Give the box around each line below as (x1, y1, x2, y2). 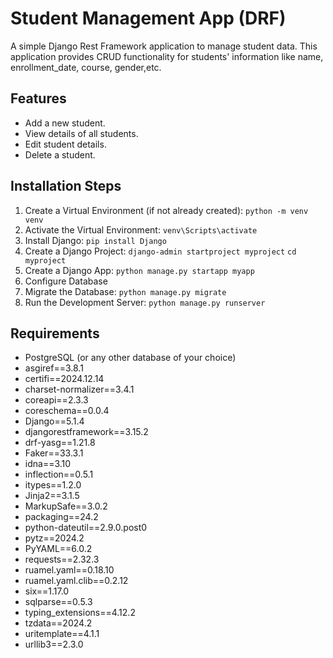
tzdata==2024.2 (24, 617, 93, 629)
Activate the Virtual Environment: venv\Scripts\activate (24, 223, 258, 236)
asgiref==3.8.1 (24, 362, 84, 374)
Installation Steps (10, 178, 122, 195)
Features (10, 90, 67, 107)
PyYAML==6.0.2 (24, 543, 93, 555)
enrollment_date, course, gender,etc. (10, 61, 162, 73)
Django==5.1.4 (24, 415, 85, 427)
